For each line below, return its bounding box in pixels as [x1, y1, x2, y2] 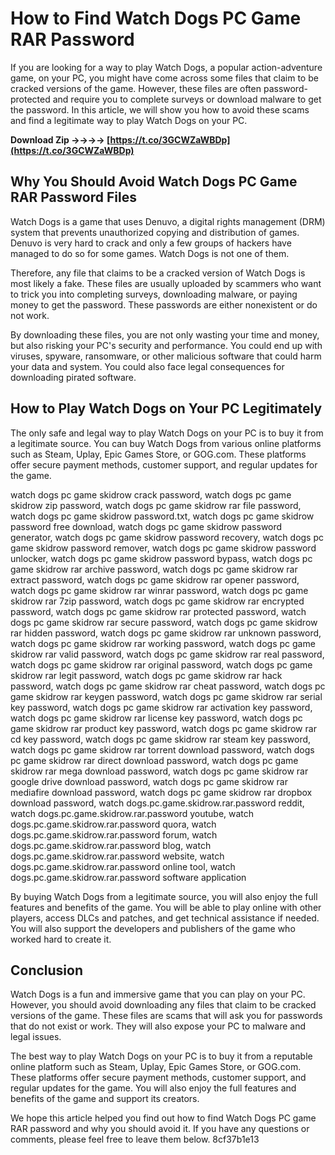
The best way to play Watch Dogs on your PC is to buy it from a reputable [10, 1050, 313, 1062]
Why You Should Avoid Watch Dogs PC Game [10, 173, 298, 191]
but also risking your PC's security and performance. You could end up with [10, 339, 323, 351]
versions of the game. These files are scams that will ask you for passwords [10, 1010, 323, 1022]
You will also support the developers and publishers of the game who [10, 922, 296, 934]
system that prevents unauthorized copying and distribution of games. [10, 226, 300, 238]
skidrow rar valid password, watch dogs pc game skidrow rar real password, [10, 648, 325, 660]
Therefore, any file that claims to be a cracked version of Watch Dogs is [10, 267, 306, 279]
